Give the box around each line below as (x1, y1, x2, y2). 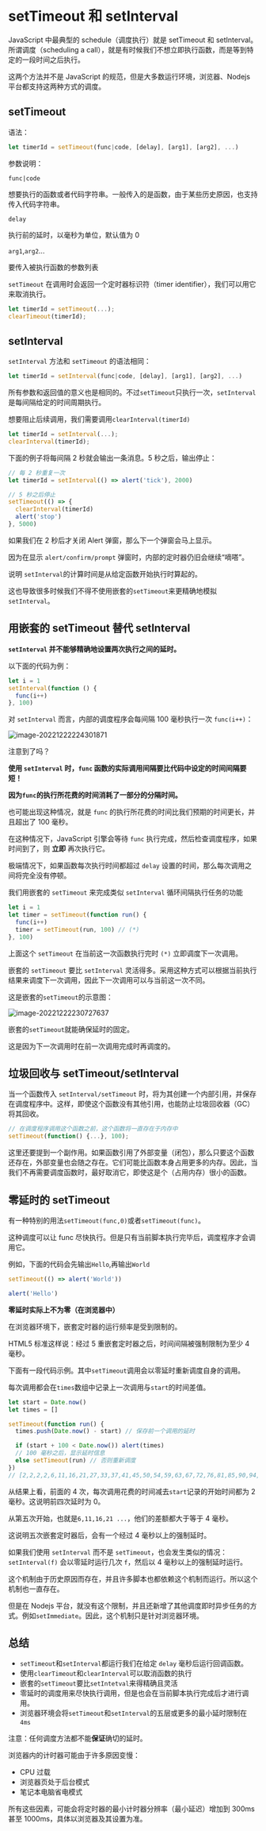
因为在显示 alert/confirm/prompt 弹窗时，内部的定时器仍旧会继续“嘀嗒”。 (8, 552, 249, 562)
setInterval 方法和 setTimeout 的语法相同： (8, 357, 152, 366)
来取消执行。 (8, 289, 50, 299)
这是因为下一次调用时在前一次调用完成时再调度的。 (8, 1041, 175, 1051)
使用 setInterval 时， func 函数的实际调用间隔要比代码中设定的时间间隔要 (8, 763, 247, 773)
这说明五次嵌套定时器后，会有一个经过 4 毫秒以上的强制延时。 (8, 1530, 211, 1539)
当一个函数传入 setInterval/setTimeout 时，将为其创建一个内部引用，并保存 (8, 1089, 257, 1099)
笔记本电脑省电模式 (19, 1787, 83, 1797)
